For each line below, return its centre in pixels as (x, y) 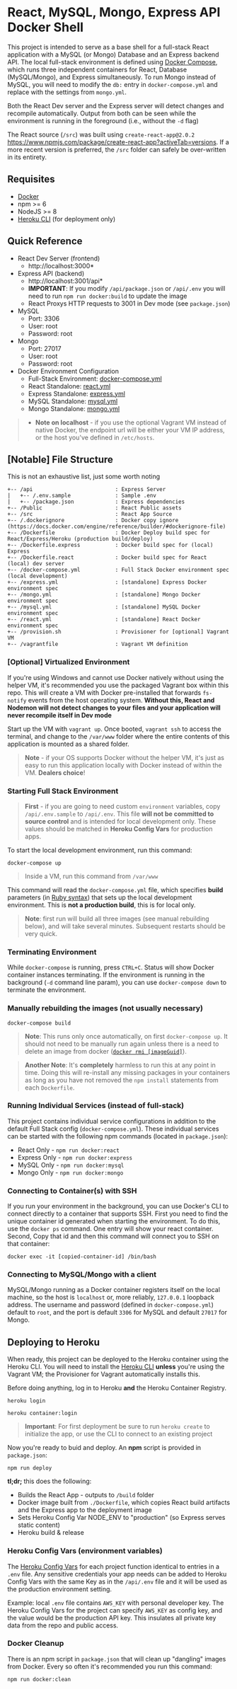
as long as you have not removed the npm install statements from (122, 1080)
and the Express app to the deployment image (85, 1510)
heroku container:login (42, 1413)
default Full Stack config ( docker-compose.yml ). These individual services (113, 1129)
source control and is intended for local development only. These (120, 821)
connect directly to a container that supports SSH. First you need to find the (118, 1214)
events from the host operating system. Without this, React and (121, 700)
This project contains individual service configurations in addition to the (112, 1121)
